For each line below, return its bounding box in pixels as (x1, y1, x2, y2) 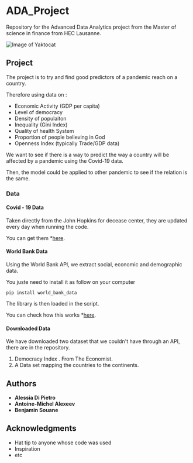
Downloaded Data (6, 325, 51, 332)
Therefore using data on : (6, 91, 67, 98)
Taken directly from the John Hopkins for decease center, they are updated (6, 217, 188, 224)
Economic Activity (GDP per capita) (14, 102, 101, 109)
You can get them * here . (6, 234, 66, 241)
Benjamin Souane (14, 407, 58, 414)
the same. (6, 174, 30, 182)
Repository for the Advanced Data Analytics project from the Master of (6, 23, 177, 30)
